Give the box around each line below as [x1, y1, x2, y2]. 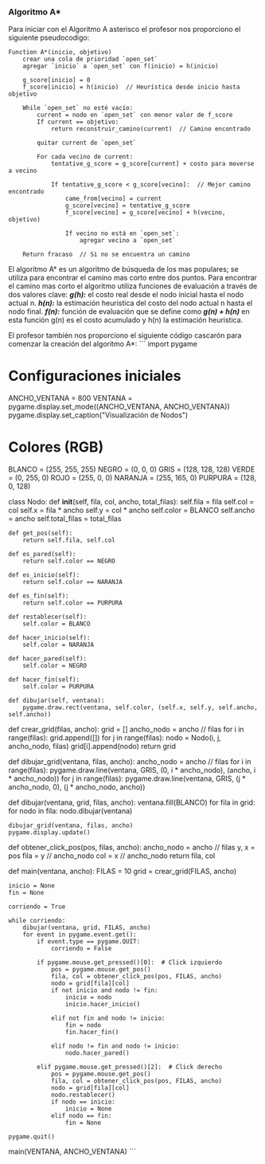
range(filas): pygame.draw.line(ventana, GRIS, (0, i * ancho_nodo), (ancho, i [8, 766, 256, 775]
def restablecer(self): [8, 613, 88, 621]
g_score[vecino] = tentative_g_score [64, 202, 191, 210]
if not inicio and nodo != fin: [50, 986, 158, 994]
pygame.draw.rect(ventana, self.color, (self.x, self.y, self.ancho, [22, 703, 259, 711]
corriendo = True [8, 903, 66, 911]
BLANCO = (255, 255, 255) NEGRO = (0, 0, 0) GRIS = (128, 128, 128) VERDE [8, 464, 255, 474]
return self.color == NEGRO [22, 557, 115, 566]
